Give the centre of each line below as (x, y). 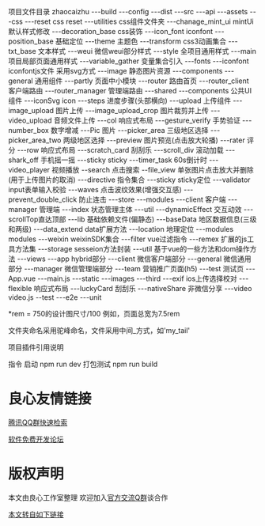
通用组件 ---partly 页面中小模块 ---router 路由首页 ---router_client (142, 81)
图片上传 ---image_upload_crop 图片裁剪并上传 (132, 110)
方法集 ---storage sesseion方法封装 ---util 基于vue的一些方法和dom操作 (132, 249)
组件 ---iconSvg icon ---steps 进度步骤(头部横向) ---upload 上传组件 (120, 100)
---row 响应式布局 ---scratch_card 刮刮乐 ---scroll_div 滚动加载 (120, 150)
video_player (29, 170)
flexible (20, 288)
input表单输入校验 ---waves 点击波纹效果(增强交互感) (95, 189)
